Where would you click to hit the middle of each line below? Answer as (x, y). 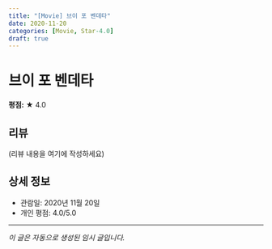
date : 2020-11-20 (38, 23)
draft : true (28, 38)
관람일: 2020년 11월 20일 (60, 202)
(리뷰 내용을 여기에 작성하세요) (57, 154)
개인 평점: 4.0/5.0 (48, 213)
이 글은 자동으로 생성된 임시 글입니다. (67, 237)
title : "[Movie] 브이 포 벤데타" (59, 16)
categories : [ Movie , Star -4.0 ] (61, 31)
